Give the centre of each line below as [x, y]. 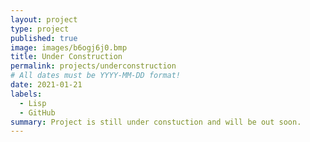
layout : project [44, 19]
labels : [26, 94]
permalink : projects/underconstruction [93, 66]
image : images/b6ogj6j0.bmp [69, 47]
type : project [40, 29]
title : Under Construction [66, 57]
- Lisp [33, 103]
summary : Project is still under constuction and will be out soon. [156, 122]
